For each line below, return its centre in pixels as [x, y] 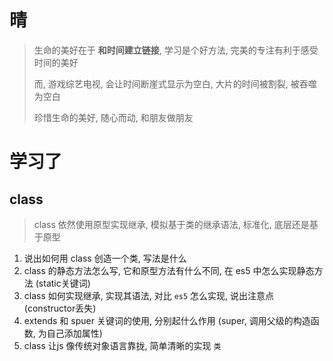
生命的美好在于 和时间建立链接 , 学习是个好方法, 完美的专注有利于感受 [176, 50]
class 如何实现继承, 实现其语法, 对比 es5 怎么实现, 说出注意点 [149, 295]
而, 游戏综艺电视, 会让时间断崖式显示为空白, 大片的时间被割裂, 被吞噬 [175, 83]
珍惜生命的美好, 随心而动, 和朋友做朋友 [113, 117]
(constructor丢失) [60, 308]
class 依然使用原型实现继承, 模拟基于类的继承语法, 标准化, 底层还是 [171, 224]
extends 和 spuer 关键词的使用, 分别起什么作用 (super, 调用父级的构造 [167, 320]
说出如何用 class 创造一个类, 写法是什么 [105, 258]
